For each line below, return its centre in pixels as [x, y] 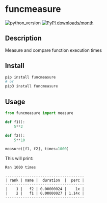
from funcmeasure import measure [39, 113]
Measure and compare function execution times [53, 50]
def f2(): [15, 135]
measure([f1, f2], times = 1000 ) [37, 149]
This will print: [19, 159]
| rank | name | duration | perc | [45, 181]
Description [23, 38]
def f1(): [15, 122]
